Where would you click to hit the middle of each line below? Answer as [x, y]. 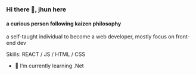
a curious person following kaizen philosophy [64, 24]
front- [183, 37]
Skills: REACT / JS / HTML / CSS [46, 54]
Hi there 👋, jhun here [36, 9]
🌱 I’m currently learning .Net [49, 66]
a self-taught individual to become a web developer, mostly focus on [90, 37]
